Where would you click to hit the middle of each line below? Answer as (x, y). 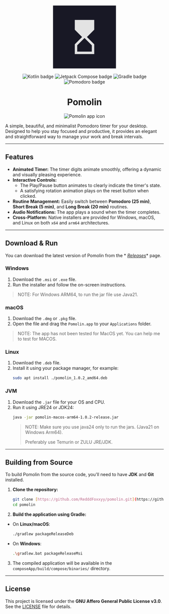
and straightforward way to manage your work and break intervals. (74, 136)
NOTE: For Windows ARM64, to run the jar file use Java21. (78, 294)
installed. (15, 480)
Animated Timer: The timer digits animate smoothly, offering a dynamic (87, 169)
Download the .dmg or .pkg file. (44, 319)
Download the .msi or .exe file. (44, 279)
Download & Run (31, 243)
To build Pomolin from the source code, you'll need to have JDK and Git (80, 475)
